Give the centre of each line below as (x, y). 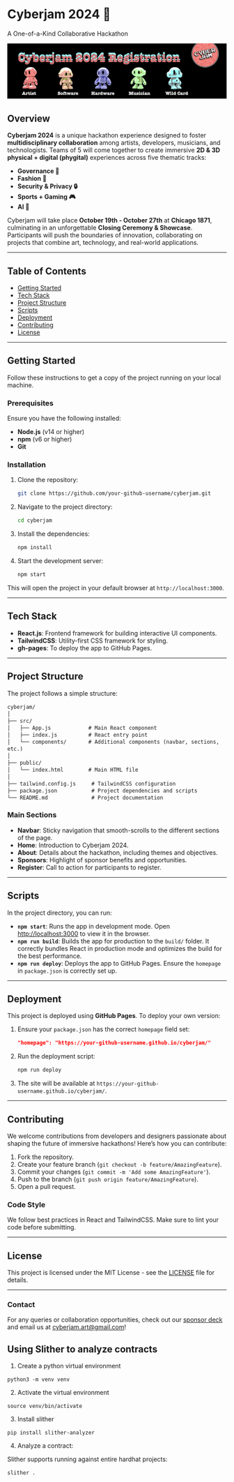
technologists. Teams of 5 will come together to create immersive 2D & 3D (114, 150)
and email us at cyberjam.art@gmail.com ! (67, 1327)
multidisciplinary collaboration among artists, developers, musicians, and (114, 143)
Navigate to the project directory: (65, 507)
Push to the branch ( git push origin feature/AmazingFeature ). (108, 1179)
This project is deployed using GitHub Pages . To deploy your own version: (114, 1016)
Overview (29, 118)
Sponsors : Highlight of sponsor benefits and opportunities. (102, 860)
